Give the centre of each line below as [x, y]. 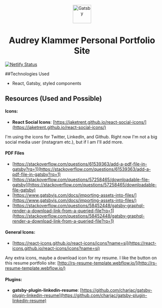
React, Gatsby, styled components [47, 83]
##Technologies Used [27, 74]
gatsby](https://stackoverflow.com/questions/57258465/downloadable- [84, 185]
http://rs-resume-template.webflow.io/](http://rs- [108, 263]
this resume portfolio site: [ [32, 263]
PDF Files [15, 153]
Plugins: [14, 279]
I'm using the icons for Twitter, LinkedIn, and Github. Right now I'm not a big [81, 136]
